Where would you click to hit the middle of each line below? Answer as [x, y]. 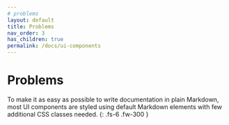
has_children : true [35, 40]
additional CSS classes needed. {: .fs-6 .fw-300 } [78, 114]
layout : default [31, 20]
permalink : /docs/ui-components [54, 46]
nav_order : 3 [26, 33]
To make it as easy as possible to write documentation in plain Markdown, [113, 99]
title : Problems [31, 26]
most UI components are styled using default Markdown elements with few [115, 107]
